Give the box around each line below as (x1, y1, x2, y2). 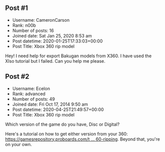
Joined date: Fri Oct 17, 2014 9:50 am (12, 101, 88, 107)
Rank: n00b (12, 22, 36, 28)
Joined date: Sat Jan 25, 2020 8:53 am (12, 33, 92, 38)
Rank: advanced (12, 91, 46, 97)
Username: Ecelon (12, 85, 51, 91)
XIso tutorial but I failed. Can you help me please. (5, 58, 106, 64)
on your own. (5, 141, 32, 147)
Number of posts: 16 (12, 27, 54, 34)
